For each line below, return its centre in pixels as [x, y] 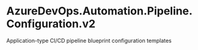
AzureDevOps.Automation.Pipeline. [100, 11]
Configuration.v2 [51, 24]
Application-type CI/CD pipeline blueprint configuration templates [89, 40]
